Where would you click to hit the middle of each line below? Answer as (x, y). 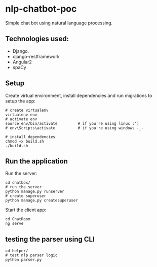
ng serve (14, 224)
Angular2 (22, 62)
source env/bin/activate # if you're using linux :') (72, 123)
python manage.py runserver (35, 192)
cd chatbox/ (18, 183)
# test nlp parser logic (31, 255)
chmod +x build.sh (25, 141)
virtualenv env (21, 115)
